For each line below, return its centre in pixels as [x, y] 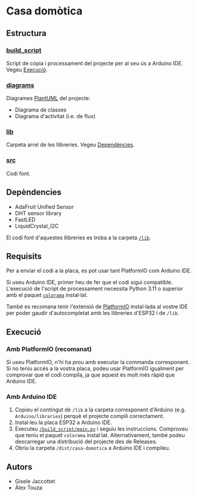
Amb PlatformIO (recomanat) [49, 349]
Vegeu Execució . [27, 70]
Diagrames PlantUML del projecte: [48, 98]
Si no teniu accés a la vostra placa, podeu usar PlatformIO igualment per [95, 369]
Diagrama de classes [41, 110]
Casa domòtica [44, 11]
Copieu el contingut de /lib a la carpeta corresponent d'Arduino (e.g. [100, 410]
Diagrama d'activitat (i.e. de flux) [55, 116]
